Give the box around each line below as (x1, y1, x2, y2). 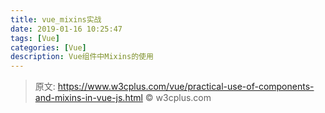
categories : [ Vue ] (10, 42, 87, 53)
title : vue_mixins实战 (10, 14, 102, 25)
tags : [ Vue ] (10, 33, 60, 43)
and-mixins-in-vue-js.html (34, 92, 143, 104)
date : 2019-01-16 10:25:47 (10, 24, 123, 34)
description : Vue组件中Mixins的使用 (10, 52, 154, 62)
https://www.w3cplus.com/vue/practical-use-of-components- (57, 81, 315, 93)
